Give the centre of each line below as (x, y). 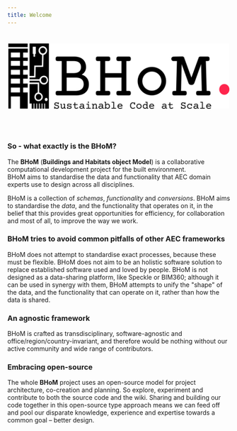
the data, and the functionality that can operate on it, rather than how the (114, 292)
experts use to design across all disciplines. (71, 184)
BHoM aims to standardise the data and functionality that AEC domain (109, 177)
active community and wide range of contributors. (80, 349)
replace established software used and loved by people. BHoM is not (108, 269)
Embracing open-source (50, 367)
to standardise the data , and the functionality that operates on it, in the (110, 205)
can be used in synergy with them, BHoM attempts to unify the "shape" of (115, 285)
